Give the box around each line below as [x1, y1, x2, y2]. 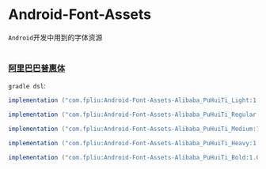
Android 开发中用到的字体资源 [8, 32, 103, 42]
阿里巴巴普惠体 [8, 62, 66, 73]
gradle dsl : [8, 81, 46, 91]
